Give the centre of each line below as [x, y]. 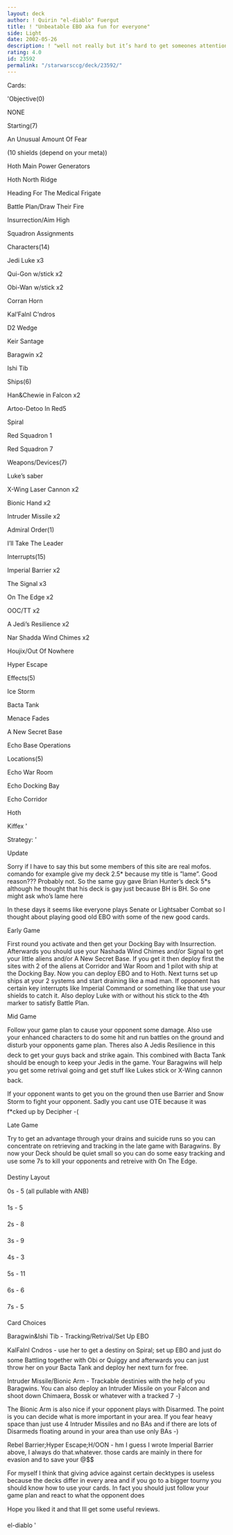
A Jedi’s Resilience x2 [38, 624]
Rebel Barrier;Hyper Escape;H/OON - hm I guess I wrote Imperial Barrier [110, 1445]
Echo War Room [30, 772]
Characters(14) [28, 247]
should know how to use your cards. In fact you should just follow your [108, 1488]
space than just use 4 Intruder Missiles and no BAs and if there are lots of [112, 1424]
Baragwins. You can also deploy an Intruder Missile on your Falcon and [109, 1388]
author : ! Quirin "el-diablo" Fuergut [63, 20]
